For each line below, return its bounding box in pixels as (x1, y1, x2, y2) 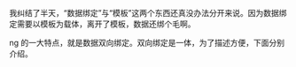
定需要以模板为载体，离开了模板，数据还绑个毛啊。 (9, 19, 196, 29)
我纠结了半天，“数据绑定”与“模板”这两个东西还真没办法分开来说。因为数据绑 (9, 8, 287, 18)
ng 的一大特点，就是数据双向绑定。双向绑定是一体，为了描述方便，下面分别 (9, 38, 285, 48)
